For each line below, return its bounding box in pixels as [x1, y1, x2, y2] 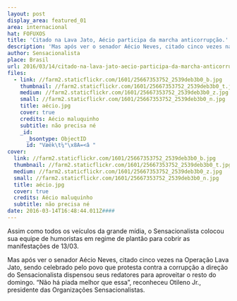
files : [7, 69, 27, 76]
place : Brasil [7, 57, 49, 64]
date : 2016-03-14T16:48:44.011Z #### [7, 208, 115, 215]
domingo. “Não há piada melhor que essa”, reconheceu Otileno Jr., [7, 278, 201, 286]
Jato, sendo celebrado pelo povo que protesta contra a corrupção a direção [7, 263, 228, 271]
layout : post [7, 10, 46, 18]
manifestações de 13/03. [7, 242, 79, 250]
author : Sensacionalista [7, 50, 80, 57]
